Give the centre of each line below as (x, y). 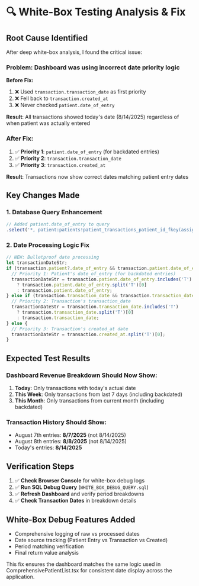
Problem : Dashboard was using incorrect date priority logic (93, 67)
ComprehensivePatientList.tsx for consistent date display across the (89, 570)
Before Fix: (20, 81)
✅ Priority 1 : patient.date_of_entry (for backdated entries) (87, 152)
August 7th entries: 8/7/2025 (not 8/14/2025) (70, 435)
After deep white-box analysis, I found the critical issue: (74, 52)
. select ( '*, (21, 230)
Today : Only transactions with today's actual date (75, 388)
